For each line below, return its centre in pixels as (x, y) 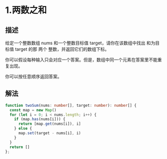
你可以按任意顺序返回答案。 (34, 77)
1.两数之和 (26, 10)
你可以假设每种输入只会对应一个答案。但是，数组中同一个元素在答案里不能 (81, 60)
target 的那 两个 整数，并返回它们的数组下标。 (62, 49)
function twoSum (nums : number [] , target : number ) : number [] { (71, 105)
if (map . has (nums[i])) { (40, 119)
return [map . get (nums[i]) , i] (49, 124)
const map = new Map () (33, 110)
